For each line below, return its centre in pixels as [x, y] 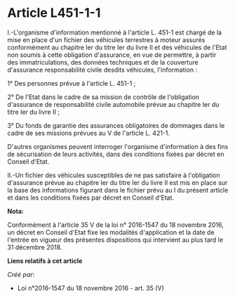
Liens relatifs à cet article [45, 261]
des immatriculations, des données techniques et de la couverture [103, 62]
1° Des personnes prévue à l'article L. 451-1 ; [72, 83]
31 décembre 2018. [35, 247]
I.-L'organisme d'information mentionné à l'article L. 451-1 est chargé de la [115, 32]
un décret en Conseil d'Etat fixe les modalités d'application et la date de [111, 232]
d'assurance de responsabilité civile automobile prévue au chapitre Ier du [113, 104]
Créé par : [21, 274]
